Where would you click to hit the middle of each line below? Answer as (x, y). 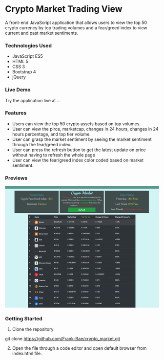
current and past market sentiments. (41, 33)
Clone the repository (33, 329)
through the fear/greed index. (42, 144)
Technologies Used (29, 45)
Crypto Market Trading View (64, 9)
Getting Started (24, 318)
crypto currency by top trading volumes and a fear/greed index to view (76, 27)
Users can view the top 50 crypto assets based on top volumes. (76, 124)
